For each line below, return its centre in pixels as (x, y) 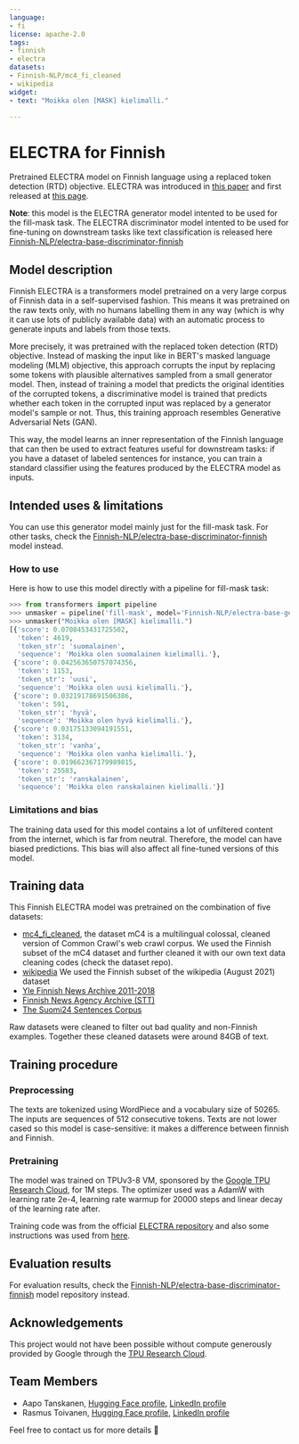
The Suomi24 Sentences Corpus (82, 1010)
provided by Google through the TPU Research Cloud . (108, 1354)
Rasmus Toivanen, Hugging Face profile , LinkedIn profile (125, 1412)
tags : (19, 42)
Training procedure (64, 1064)
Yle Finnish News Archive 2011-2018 (89, 991)
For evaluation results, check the (69, 1285)
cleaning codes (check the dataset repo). (97, 962)
